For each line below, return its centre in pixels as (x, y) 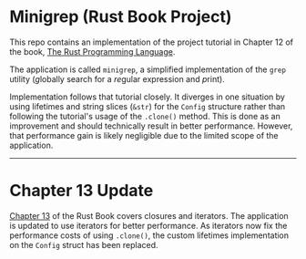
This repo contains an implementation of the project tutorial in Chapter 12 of (152, 42)
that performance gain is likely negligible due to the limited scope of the (144, 135)
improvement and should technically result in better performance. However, (151, 126)
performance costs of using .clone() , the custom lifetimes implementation (149, 235)
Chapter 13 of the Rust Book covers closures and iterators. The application (149, 215)
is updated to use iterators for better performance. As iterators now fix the (148, 225)
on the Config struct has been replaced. (84, 244)
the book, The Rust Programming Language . (92, 51)
